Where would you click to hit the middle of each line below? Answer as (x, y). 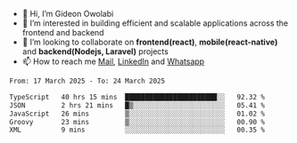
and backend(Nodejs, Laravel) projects (95, 52)
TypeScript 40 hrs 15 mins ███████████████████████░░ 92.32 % (137, 97)
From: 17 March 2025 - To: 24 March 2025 (87, 81)
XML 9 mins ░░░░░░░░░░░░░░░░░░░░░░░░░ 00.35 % (137, 130)
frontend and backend (63, 32)
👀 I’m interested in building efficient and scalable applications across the (155, 23)
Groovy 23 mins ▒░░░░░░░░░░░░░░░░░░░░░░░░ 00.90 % (137, 122)
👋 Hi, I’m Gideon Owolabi (68, 14)
